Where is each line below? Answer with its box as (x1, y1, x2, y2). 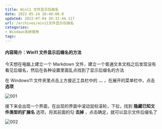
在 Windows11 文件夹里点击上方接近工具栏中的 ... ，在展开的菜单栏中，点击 (5, 78, 155, 84)
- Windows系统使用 (5, 29, 40, 34)
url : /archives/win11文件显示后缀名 (5, 20, 74, 26)
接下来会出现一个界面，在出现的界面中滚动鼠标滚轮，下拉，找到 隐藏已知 (5, 103, 151, 109)
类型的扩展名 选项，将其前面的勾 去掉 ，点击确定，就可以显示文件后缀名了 (9, 109, 158, 115)
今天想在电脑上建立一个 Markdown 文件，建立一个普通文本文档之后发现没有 (5, 61, 156, 67)
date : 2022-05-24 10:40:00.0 (5, 12, 64, 16)
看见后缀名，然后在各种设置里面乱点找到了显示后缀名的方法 (5, 67, 124, 73)
